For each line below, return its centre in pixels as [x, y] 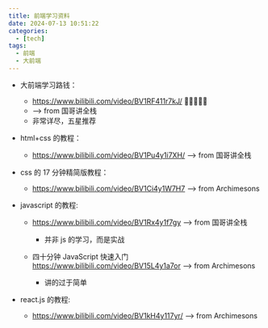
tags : [17, 46]
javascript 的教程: [49, 205]
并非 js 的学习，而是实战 [84, 239]
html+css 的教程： [51, 137]
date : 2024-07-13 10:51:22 [54, 23]
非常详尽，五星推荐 [64, 120]
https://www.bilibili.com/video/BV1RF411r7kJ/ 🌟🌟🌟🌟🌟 [120, 101]
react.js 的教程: [45, 299]
